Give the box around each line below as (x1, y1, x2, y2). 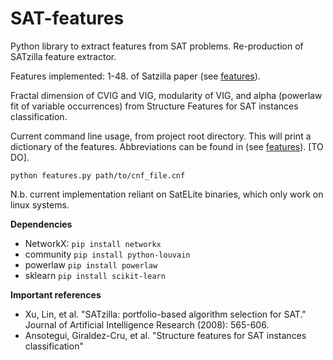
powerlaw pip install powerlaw (24, 258, 158, 271)
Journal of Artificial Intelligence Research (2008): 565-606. (24, 318, 270, 331)
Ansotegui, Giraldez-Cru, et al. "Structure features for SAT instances (24, 329, 307, 341)
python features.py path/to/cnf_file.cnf (10, 170, 186, 181)
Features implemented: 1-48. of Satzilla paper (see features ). (10, 70, 261, 82)
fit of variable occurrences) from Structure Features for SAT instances (10, 100, 299, 112)
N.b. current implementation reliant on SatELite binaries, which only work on (10, 188, 324, 200)
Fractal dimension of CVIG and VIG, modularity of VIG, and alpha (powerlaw (10, 89, 323, 101)
